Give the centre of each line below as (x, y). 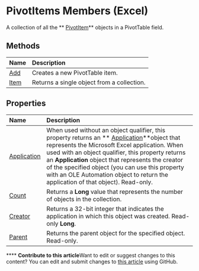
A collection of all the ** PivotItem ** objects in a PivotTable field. (85, 27)
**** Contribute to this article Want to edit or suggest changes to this (91, 255)
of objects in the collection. (84, 199)
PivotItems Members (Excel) (77, 11)
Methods (23, 46)
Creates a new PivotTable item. (75, 72)
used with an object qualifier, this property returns (116, 152)
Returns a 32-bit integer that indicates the (105, 209)
